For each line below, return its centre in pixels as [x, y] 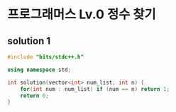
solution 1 [29, 41]
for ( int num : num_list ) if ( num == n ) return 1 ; [95, 89]
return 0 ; [35, 96]
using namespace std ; [39, 70]
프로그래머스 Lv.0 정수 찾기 [82, 14]
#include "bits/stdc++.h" [45, 57]
